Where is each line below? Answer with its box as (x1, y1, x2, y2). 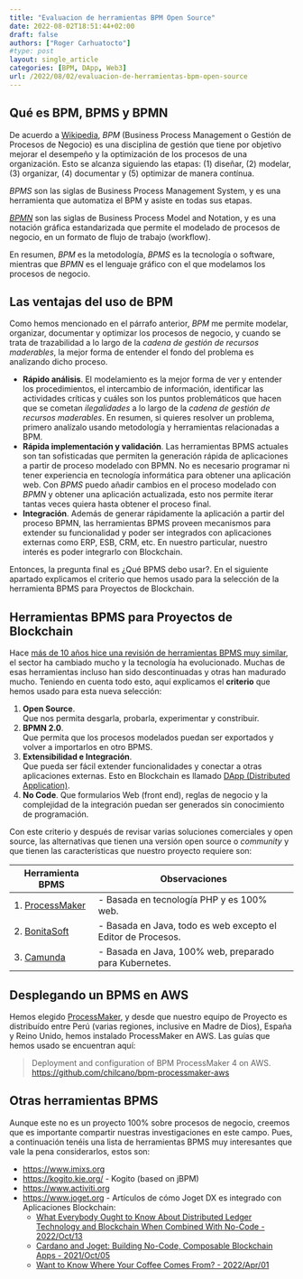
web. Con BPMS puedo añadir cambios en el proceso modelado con (22, 479, 277, 490)
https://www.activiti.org (22, 1182, 110, 1193)
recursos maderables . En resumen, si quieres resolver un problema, (22, 412, 275, 423)
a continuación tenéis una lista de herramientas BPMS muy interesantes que (9, 1136, 293, 1147)
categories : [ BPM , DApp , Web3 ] (9, 64, 127, 73)
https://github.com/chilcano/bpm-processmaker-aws (31, 1067, 230, 1078)
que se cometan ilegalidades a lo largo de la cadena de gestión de (22, 403, 271, 413)
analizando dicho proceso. (9, 357, 108, 367)
